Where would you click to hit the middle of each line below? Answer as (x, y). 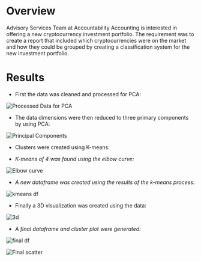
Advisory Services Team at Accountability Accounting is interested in (91, 28)
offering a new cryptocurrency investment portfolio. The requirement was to (100, 34)
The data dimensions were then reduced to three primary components (102, 117)
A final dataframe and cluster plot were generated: (78, 229)
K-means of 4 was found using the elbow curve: (74, 159)
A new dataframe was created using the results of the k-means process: (105, 182)
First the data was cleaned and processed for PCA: (78, 94)
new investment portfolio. (38, 53)
